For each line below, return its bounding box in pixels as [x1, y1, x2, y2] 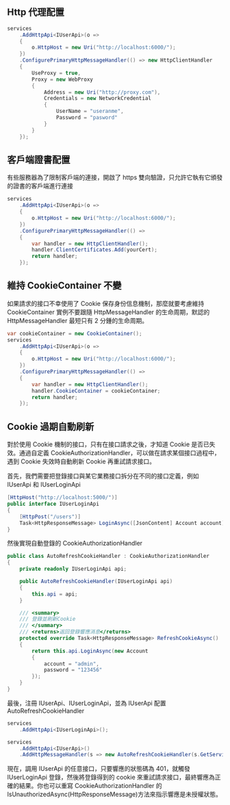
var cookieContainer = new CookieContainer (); [7, 330, 142, 337]
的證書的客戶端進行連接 [7, 182, 73, 190]
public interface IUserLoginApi [7, 500, 99, 507]
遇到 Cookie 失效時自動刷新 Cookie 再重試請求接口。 [7, 457, 156, 465]
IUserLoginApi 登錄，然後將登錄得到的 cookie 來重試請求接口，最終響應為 [7, 773, 216, 782]
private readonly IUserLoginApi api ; [19, 565, 127, 573]
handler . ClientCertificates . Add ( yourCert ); [31, 246, 157, 253]
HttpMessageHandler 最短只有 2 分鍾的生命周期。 [7, 316, 149, 324]
